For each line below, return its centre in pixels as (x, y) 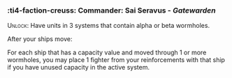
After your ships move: (40, 39)
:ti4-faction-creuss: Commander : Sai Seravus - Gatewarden (111, 10)
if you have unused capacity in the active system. (79, 68)
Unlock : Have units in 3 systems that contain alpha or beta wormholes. (109, 26)
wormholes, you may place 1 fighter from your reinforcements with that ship (116, 60)
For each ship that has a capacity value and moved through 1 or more (107, 53)
